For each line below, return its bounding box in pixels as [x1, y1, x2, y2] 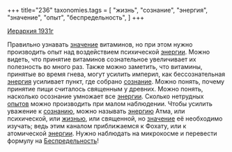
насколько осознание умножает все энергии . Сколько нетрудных [7, 92, 204, 100]
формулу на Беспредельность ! [7, 137, 99, 145]
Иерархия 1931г [7, 27, 54, 35]
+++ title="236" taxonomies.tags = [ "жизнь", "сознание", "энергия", [7, 6, 208, 14]
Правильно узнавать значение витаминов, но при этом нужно [7, 40, 193, 48]
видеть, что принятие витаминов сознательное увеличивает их [7, 55, 196, 63]
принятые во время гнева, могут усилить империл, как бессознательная [7, 70, 226, 78]
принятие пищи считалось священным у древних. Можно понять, [7, 85, 203, 93]
